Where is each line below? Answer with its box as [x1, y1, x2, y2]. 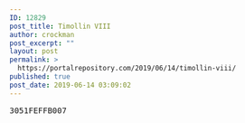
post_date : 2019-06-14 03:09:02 [9, 80, 131, 90]
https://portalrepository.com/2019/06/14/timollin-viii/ [17, 64, 237, 73]
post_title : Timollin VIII [9, 22, 111, 31]
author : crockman [9, 30, 75, 39]
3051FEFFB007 [9, 105, 68, 116]
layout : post [9, 47, 59, 56]
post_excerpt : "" [9, 38, 75, 48]
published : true [9, 72, 71, 81]
